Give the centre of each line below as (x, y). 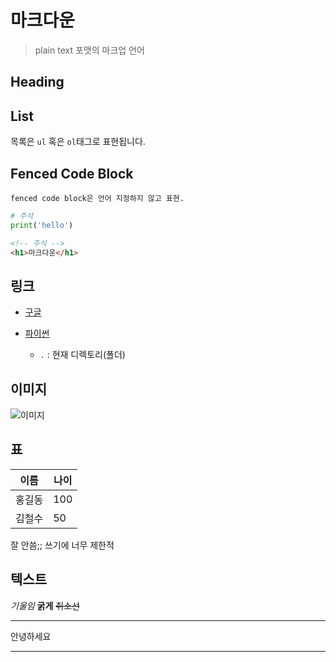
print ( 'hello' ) (42, 225)
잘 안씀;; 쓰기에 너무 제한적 (62, 545)
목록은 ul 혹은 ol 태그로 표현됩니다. (78, 142)
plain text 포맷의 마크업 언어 (89, 50)
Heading (37, 82)
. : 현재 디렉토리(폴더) (82, 355)
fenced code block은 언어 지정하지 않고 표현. (97, 198)
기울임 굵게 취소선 (45, 605)
